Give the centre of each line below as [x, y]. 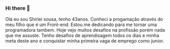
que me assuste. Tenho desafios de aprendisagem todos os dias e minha [82, 36]
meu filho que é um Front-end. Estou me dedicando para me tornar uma [81, 24]
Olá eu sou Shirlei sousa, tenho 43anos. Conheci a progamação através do [84, 19]
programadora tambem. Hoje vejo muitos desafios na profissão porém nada [85, 30]
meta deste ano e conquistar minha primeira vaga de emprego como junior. [85, 41]
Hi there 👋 [18, 8]
